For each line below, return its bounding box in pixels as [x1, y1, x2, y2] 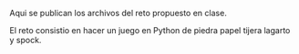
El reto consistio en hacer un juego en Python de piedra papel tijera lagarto [9, 25, 291, 35]
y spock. [9, 35, 42, 45]
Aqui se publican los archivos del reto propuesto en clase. [9, 8, 228, 18]
